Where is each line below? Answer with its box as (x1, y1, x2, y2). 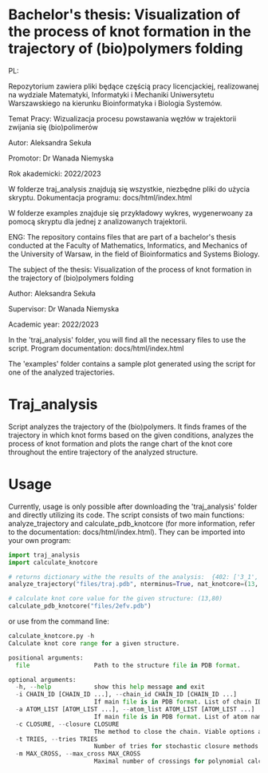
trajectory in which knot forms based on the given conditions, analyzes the (8, 430, 254, 440)
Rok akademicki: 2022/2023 (8, 168, 101, 178)
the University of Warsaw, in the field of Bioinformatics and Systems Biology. (8, 249, 260, 259)
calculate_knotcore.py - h (8, 632, 94, 640)
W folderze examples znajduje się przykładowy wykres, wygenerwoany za (8, 208, 254, 217)
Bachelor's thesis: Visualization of (8, 6, 241, 24)
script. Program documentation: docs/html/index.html (8, 343, 184, 353)
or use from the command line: (8, 616, 109, 626)
